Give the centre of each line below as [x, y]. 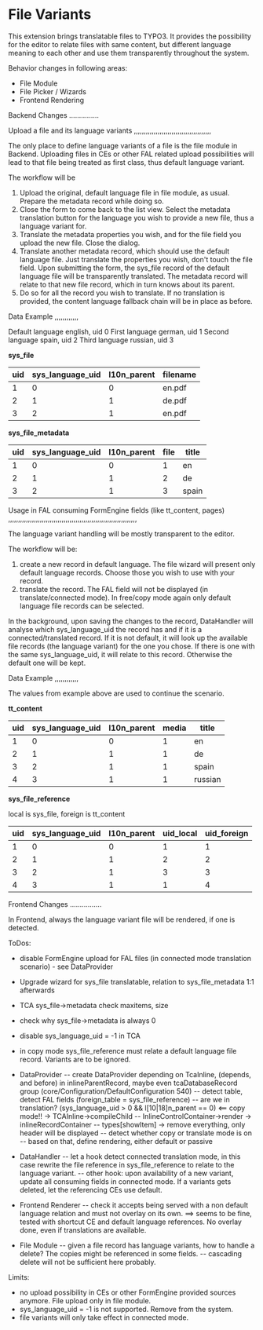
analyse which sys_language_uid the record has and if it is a [105, 629]
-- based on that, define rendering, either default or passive [116, 1141]
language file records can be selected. [82, 605]
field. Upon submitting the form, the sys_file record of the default [124, 268]
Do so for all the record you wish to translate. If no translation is [122, 293]
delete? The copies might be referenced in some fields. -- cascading [130, 1253]
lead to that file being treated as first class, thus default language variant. [126, 162]
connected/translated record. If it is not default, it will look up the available [128, 638]
